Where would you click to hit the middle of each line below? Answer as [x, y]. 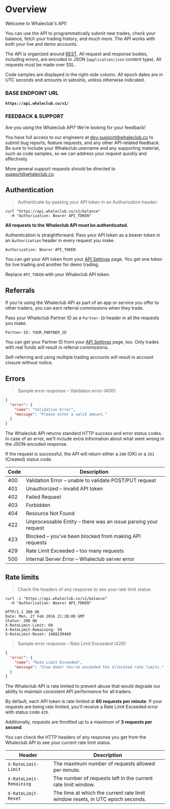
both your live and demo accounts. [41, 44]
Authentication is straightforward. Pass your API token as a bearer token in [83, 235]
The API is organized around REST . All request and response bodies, [77, 54]
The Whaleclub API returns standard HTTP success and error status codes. [84, 433]
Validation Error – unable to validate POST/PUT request [91, 481]
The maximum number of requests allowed [104, 764]
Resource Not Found [50, 514]
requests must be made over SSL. [40, 64]
